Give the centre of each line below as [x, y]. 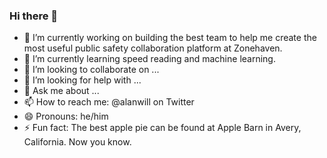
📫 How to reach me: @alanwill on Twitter [109, 102]
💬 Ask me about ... [61, 91]
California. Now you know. [77, 142]
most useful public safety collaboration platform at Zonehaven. [153, 48]
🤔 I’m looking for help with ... [82, 80]
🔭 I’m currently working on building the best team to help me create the [170, 38]
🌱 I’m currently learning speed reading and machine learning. [149, 59]
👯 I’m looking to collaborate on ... [91, 70]
